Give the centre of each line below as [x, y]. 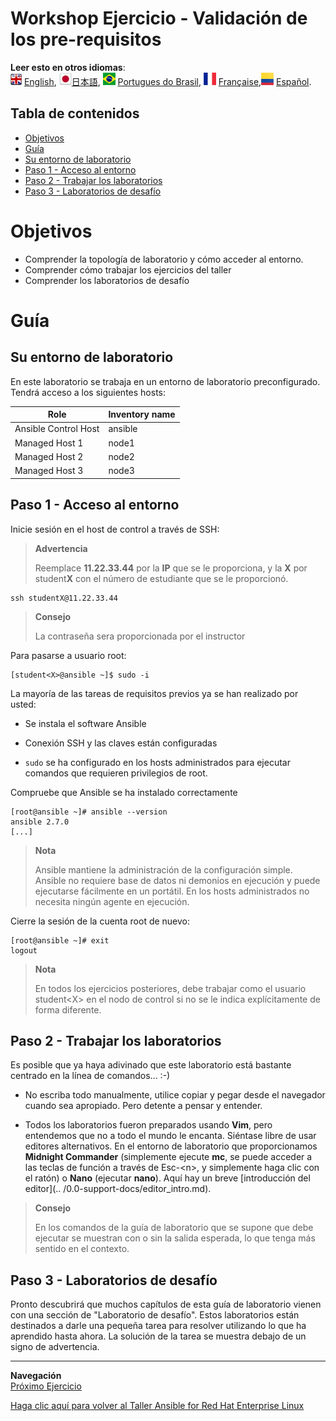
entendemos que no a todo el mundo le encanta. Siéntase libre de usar [170, 1136]
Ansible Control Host [57, 429]
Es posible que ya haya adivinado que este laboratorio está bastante [151, 1065]
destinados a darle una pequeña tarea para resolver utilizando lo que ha [158, 1326]
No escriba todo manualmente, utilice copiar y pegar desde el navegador [175, 1095]
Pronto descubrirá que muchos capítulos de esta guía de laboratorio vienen [166, 1304]
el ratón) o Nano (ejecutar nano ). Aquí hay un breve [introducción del [167, 1178]
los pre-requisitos [86, 39]
